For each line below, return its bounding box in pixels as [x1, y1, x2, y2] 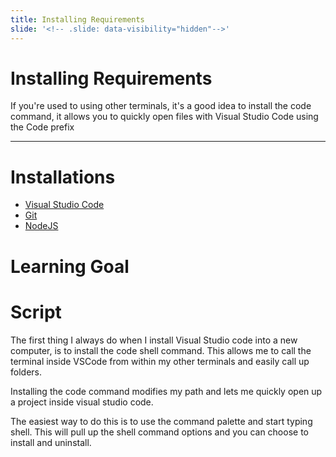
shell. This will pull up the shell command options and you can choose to [10, 426, 309, 438]
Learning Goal [10, 255, 130, 278]
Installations [10, 166, 116, 188]
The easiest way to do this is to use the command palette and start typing [10, 415, 313, 427]
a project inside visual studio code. [10, 396, 154, 408]
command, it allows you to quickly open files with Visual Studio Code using [10, 111, 319, 123]
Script [10, 301, 62, 323]
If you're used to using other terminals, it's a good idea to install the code [10, 100, 312, 112]
